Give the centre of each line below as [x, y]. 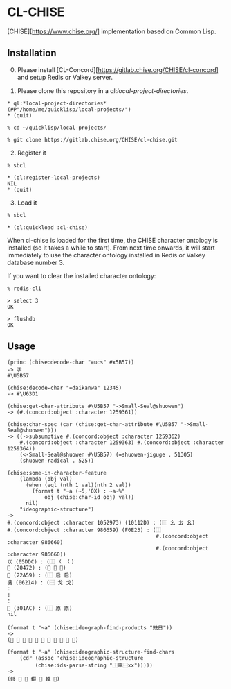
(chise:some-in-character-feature [57, 473]
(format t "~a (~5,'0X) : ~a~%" [79, 491]
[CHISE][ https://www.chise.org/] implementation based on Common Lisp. [112, 31]
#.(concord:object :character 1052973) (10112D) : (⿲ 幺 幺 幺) [101, 522]
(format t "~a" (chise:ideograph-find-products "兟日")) [90, 628]
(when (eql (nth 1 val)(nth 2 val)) [78, 485]
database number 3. [36, 262]
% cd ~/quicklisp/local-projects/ [57, 128]
